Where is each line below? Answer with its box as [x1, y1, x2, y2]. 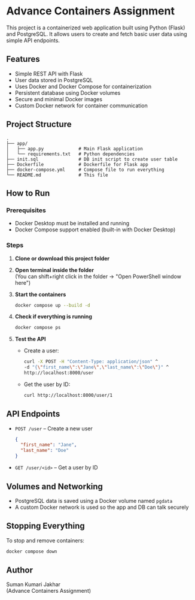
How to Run [6, 188, 50, 198]
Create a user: [23, 347, 59, 354]
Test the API [14, 336, 46, 343]
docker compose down [6, 548, 58, 554]
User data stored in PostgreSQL [14, 76, 93, 83]
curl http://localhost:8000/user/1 [23, 392, 112, 398]
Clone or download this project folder [14, 255, 110, 262]
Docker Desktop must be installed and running [14, 220, 130, 227]
